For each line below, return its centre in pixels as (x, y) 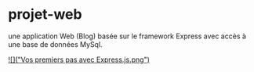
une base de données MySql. (56, 44)
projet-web (45, 14)
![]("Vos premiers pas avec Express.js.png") (79, 59)
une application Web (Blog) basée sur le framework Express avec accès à (127, 36)
